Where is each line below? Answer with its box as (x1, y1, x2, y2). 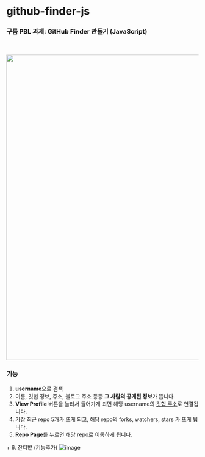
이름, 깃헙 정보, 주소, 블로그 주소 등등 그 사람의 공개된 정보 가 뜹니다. (15, 392, 176, 400)
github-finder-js (6, 4, 90, 18)
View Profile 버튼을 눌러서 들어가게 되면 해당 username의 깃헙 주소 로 (15, 400, 183, 408)
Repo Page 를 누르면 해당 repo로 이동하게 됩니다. (15, 431, 133, 438)
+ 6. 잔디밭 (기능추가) (6, 444, 58, 451)
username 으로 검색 (15, 385, 63, 392)
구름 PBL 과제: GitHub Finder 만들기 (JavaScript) (6, 27, 148, 36)
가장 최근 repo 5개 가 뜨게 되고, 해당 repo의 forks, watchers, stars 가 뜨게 (15, 415, 192, 423)
